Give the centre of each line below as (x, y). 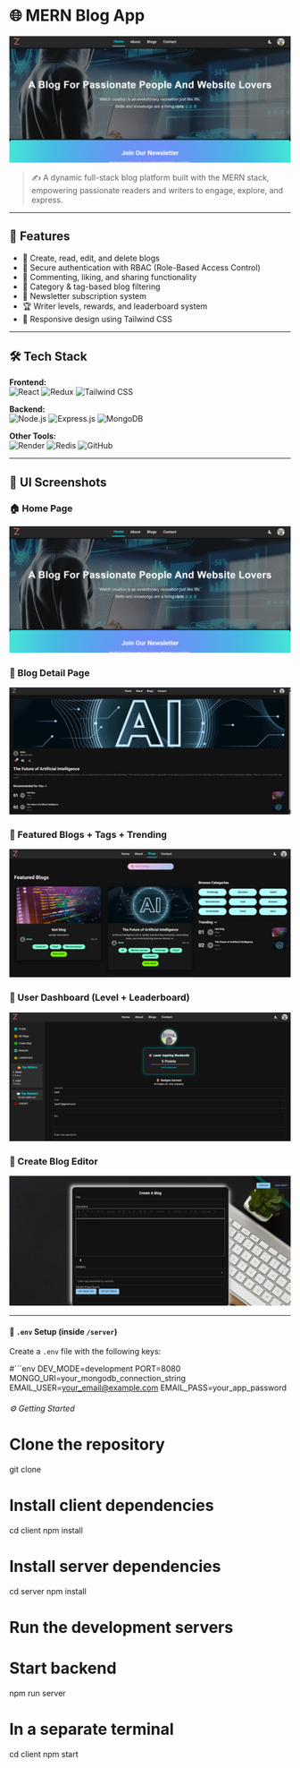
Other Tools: (33, 436)
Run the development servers (121, 1627)
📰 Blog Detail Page (50, 672)
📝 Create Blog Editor (54, 1161)
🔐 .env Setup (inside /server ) (63, 1331)
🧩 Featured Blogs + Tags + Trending (88, 834)
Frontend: (28, 382)
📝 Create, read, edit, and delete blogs (91, 258)
